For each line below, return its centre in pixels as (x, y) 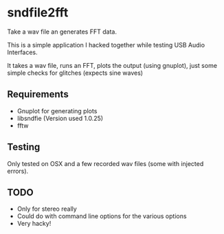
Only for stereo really (47, 209)
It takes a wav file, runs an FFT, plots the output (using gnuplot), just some (112, 65)
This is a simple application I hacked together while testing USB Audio (106, 45)
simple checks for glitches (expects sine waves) (75, 73)
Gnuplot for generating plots (57, 110)
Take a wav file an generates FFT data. (62, 32)
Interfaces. (22, 52)
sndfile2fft (38, 13)
